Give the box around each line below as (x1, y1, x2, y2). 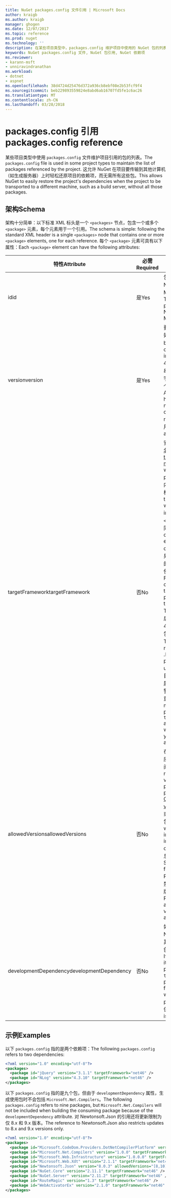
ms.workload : (5, 69, 33, 74)
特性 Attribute (53, 260, 86, 267)
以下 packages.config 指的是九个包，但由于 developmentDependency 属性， (5, 1090, 159, 1096)
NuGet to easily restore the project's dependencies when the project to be (5, 178, 161, 184)
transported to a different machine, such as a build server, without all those (5, 184, 163, 190)
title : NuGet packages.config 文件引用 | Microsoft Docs (5, 7, 126, 13)
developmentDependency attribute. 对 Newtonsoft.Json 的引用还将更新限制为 (5, 1113, 162, 1120)
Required (136, 264, 159, 271)
